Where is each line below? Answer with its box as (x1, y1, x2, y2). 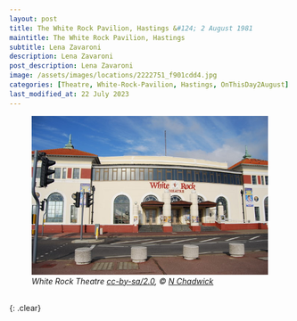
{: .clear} (9, 302, 42, 313)
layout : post (9, 14, 58, 23)
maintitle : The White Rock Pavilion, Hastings (9, 33, 186, 42)
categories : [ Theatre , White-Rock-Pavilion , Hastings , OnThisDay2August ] (9, 80, 290, 89)
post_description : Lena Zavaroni (9, 62, 134, 70)
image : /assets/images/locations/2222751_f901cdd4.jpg (9, 71, 218, 80)
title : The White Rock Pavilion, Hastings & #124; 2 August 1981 (9, 23, 253, 33)
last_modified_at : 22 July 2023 (9, 89, 129, 98)
